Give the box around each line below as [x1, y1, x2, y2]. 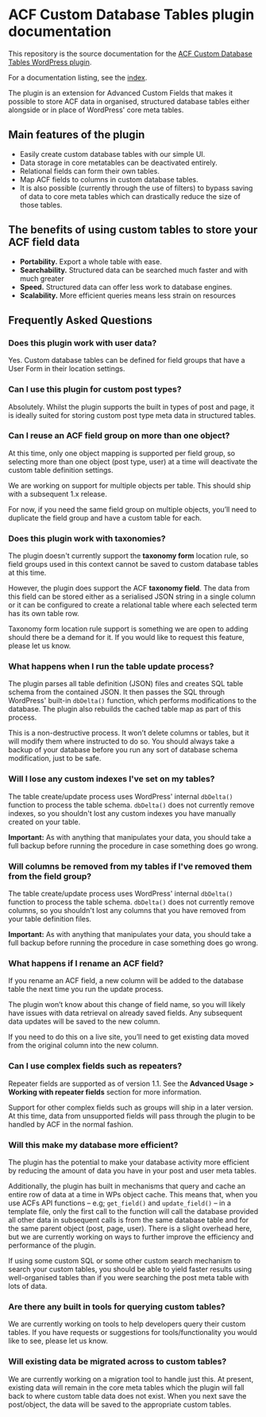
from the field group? [8, 870, 92, 881]
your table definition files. [8, 914, 92, 924]
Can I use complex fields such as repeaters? [8, 1060, 183, 1072]
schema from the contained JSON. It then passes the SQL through [8, 687, 225, 697]
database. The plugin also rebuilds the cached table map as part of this [8, 705, 241, 714]
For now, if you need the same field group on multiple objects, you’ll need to [8, 504, 256, 514]
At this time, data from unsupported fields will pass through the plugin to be [8, 1111, 256, 1120]
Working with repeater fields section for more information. [8, 1087, 202, 1096]
